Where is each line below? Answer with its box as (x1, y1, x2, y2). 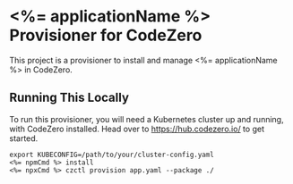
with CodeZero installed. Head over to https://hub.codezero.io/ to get (9, 123, 264, 134)
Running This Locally (9, 90, 130, 105)
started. (9, 132, 39, 144)
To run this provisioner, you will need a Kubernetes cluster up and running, (9, 113, 284, 124)
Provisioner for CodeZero (9, 25, 203, 46)
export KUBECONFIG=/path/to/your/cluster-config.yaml (9, 150, 215, 159)
